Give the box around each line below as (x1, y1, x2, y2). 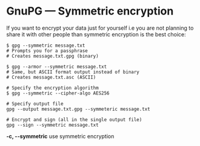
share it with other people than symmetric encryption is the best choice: (6, 30, 186, 38)
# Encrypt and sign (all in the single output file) (6, 116, 142, 122)
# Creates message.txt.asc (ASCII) (6, 74, 96, 80)
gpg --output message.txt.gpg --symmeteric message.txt (6, 106, 150, 112)
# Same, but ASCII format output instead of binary (6, 68, 139, 75)
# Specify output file (6, 101, 64, 107)
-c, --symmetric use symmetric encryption (6, 132, 115, 140)
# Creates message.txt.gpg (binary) (6, 53, 99, 59)
